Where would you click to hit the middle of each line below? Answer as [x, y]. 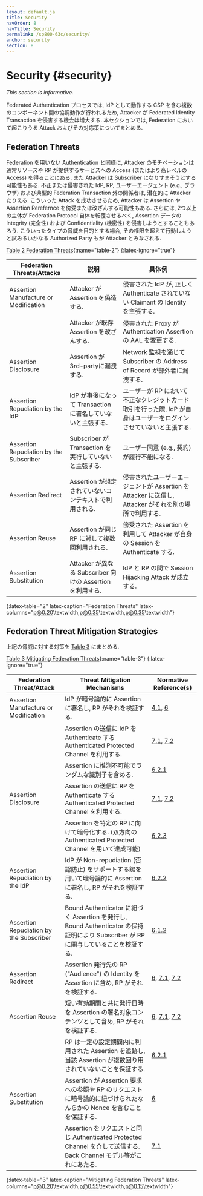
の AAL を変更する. [150, 340]
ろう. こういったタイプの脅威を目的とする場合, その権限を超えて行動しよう [99, 230]
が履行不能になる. [148, 457]
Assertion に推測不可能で [101, 765]
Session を [146, 543]
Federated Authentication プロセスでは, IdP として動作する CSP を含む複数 [99, 105]
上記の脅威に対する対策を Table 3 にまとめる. [63, 647]
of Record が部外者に [153, 370]
